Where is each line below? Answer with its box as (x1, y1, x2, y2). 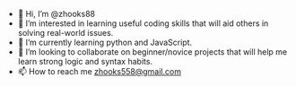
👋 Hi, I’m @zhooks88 (17, 9, 96, 19)
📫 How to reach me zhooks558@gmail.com (17, 66, 182, 76)
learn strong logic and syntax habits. (17, 56, 153, 66)
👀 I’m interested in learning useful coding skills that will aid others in (17, 18, 269, 29)
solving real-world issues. (17, 28, 114, 38)
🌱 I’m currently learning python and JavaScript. (17, 37, 193, 47)
